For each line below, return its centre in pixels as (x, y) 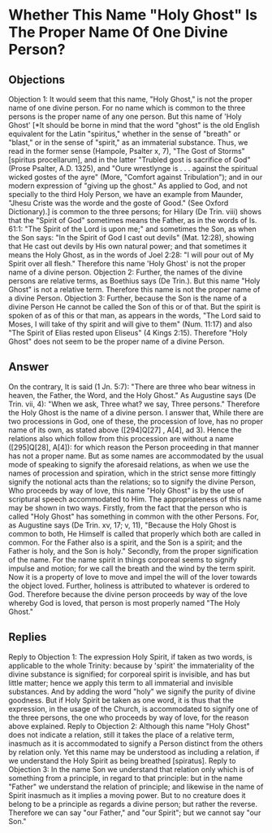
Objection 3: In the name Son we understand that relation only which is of (131, 769)
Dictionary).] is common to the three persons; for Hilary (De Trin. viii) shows (135, 212)
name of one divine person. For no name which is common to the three (127, 108)
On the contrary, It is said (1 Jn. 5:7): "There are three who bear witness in (132, 386)
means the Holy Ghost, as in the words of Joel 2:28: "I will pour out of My (131, 255)
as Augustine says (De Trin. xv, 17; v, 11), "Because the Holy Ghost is (123, 525)
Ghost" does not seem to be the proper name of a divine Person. (117, 341)
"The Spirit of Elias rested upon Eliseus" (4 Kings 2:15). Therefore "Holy (128, 333)
